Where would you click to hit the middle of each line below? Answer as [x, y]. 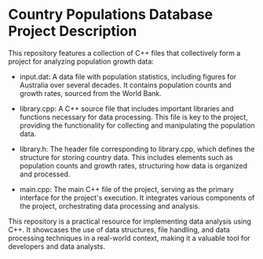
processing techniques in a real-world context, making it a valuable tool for [129, 238]
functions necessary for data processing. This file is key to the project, [134, 117]
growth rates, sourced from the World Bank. [91, 93]
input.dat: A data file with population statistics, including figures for [128, 76]
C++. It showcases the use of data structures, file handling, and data [119, 229]
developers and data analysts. [57, 246]
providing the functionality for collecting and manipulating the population [137, 125]
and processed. [45, 174]
